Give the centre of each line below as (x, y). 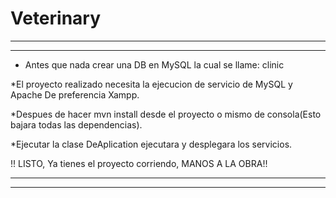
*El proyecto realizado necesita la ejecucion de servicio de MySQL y (151, 84)
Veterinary (56, 18)
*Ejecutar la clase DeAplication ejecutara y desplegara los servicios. (151, 144)
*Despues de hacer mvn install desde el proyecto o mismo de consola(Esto (166, 114)
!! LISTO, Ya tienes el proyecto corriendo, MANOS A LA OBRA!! (139, 163)
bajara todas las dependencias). (76, 124)
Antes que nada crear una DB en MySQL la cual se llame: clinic (154, 64)
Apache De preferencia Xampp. (75, 94)
